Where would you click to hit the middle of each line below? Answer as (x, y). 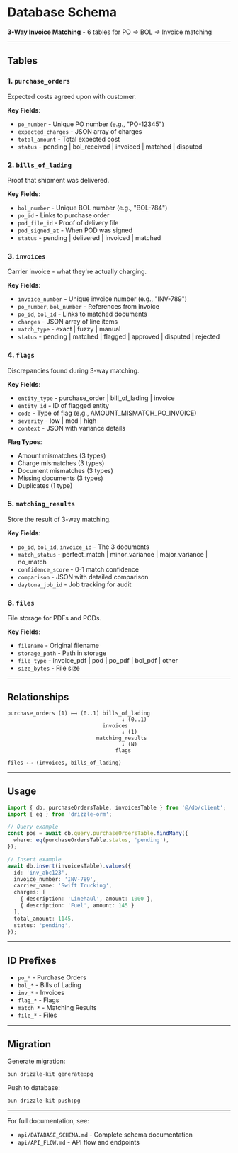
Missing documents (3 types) (61, 478)
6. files (21, 603)
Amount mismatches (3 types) (62, 455)
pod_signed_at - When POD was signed (75, 230)
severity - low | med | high (57, 420)
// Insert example (34, 859)
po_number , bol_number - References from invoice (88, 307)
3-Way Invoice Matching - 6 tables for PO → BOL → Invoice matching (110, 32)
